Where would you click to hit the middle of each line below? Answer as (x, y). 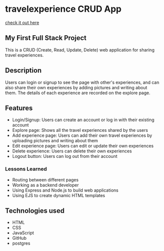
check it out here (22, 23)
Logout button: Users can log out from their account (65, 156)
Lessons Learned (26, 169)
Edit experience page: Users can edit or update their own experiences (83, 146)
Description (23, 70)
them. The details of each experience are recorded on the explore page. (78, 93)
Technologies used (35, 211)
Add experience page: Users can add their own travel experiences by (82, 135)
